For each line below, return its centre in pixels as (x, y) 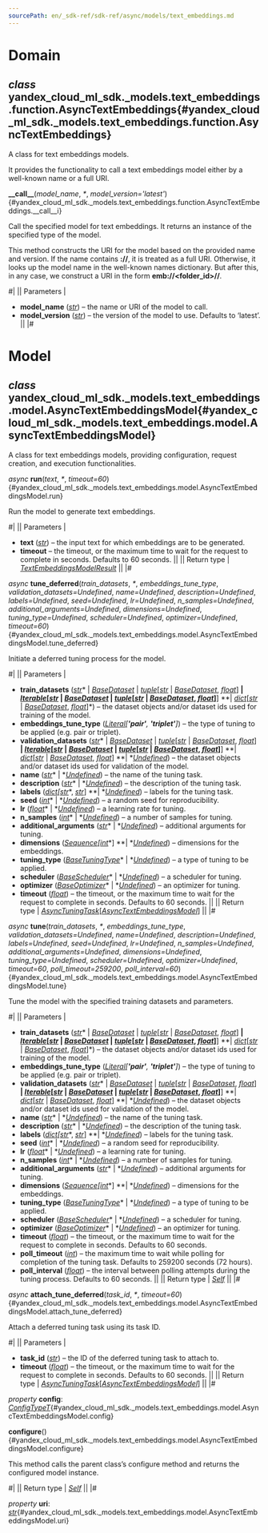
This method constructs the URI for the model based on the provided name (132, 250)
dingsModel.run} (36, 496)
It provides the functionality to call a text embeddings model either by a (126, 170)
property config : (36, 1399)
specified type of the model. (55, 235)
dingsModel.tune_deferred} (53, 643)
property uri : (29, 1503)
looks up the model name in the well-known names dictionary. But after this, (134, 267)
